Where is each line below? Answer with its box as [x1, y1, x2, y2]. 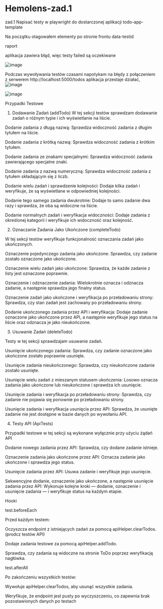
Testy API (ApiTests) [12, 420, 54, 426]
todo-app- [123, 19, 144, 25]
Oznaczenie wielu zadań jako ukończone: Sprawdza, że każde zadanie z [5, 265, 150, 271]
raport [5, 43, 18, 49]
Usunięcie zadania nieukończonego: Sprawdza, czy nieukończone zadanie [5, 362, 155, 368]
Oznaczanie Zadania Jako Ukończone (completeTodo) [12, 227, 121, 233]
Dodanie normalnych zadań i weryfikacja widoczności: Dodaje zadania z [5, 212, 150, 218]
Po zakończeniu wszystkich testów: [5, 574, 76, 580]
